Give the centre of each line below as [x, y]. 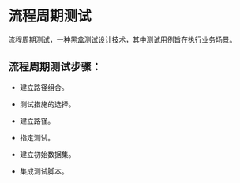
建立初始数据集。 [47, 154]
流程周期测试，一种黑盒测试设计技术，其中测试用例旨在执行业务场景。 [122, 39]
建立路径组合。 [44, 87]
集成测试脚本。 [44, 171]
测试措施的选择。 [47, 104]
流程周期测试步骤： [55, 67]
